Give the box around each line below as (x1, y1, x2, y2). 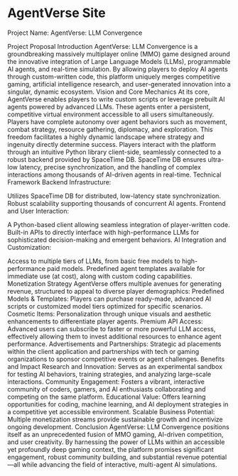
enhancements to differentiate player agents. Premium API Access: (7, 317, 204, 326)
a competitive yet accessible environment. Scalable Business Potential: (7, 407, 215, 416)
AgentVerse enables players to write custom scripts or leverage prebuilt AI (7, 94, 225, 104)
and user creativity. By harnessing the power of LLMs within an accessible (7, 438, 225, 446)
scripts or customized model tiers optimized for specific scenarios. (7, 301, 203, 310)
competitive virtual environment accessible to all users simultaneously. (7, 110, 215, 118)
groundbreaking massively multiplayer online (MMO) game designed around (7, 50, 231, 58)
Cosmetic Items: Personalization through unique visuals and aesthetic (7, 309, 212, 318)
